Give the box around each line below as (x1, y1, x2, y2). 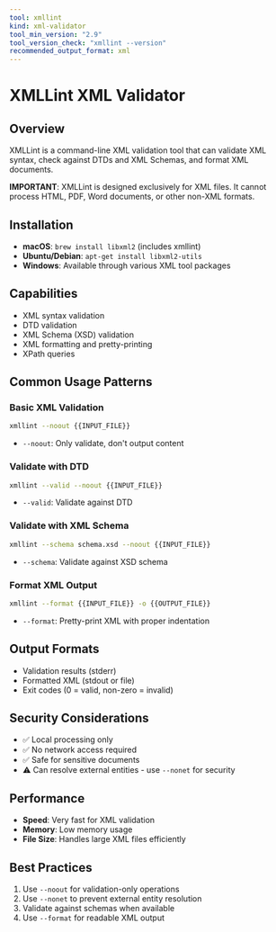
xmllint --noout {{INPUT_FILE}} (9, 422, 130, 431)
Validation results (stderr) (22, 665, 117, 676)
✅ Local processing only (22, 734, 114, 745)
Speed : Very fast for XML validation (22, 815, 156, 826)
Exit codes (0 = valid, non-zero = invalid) (22, 685, 174, 695)
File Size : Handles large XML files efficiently (22, 834, 186, 845)
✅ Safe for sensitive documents (22, 755, 140, 766)
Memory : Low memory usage (22, 824, 133, 835)
